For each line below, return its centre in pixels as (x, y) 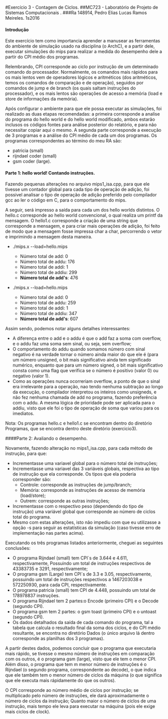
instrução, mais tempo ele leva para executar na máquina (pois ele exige (80, 706)
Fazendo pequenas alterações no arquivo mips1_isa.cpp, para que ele (77, 184)
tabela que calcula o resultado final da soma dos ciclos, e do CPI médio (87, 628)
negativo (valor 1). (31, 376)
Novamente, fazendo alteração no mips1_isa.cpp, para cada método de (79, 448)
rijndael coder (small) (34, 156)
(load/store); (33, 496)
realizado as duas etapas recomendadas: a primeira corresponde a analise (82, 114)
